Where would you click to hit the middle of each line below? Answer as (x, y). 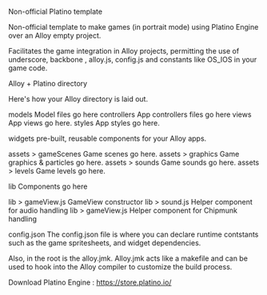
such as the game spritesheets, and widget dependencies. (105, 243)
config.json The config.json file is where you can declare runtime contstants (133, 234)
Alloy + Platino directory (48, 84)
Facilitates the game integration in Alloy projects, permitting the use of (124, 51)
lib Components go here (48, 186)
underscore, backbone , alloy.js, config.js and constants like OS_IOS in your (133, 60)
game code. (28, 68)
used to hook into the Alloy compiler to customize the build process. (120, 267)
